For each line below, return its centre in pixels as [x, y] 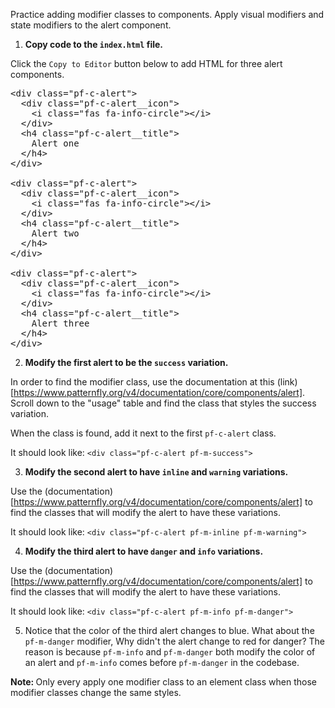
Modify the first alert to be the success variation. [126, 362]
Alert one [55, 143]
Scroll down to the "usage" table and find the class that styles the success [163, 403]
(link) [287, 382]
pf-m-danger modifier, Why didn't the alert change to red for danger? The [175, 641]
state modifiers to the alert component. [91, 25]
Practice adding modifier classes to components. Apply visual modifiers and [167, 14]
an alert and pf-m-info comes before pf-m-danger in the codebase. [162, 662]
